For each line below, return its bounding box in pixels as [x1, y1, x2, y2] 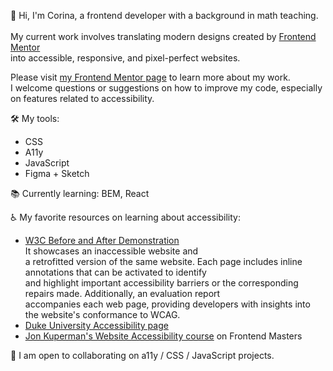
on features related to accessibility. [10, 93, 155, 104]
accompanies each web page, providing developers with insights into [24, 298, 311, 310]
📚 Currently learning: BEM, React [10, 188, 150, 199]
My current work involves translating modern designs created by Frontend [10, 31, 317, 42]
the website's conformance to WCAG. [24, 309, 181, 320]
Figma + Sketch [24, 168, 90, 179]
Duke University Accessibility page [24, 320, 169, 331]
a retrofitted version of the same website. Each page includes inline [24, 256, 303, 267]
